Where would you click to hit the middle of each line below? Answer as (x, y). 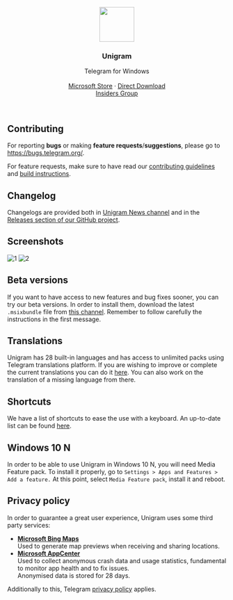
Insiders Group (117, 93)
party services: (29, 525)
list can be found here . (39, 426)
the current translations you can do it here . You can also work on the (105, 373)
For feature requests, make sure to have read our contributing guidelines (111, 166)
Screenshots (35, 242)
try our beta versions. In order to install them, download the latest (101, 304)
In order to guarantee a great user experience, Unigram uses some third (110, 517)
